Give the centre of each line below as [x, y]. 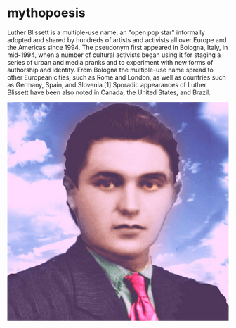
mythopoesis [46, 13]
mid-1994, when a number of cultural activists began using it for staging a [114, 55]
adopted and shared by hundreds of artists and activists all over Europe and [117, 39]
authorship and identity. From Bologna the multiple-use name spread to [111, 70]
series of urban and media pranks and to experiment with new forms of [110, 62]
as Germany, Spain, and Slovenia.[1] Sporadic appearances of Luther [107, 84]
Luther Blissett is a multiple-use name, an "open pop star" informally [106, 32]
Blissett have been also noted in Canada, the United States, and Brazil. [109, 92]
